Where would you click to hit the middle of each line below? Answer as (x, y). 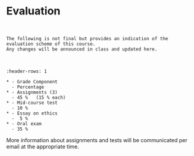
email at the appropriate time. (43, 146)
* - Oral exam (24, 124)
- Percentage (28, 87)
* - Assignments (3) (32, 92)
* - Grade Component (32, 82)
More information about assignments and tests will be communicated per (97, 140)
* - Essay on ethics (32, 113)
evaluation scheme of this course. (51, 44)
